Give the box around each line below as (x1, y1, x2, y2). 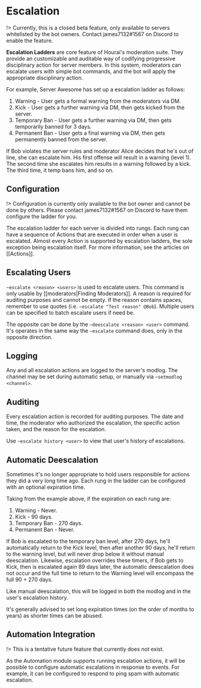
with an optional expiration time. (6, 484, 86, 491)
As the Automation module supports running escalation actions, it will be (6, 657, 185, 664)
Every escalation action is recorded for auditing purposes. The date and (6, 413, 184, 420)
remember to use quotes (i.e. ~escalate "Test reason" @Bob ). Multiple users (6, 303, 194, 310)
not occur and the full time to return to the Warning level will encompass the (6, 570, 194, 577)
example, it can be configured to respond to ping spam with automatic (6, 669, 180, 677)
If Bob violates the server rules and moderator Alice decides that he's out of (6, 147, 194, 155)
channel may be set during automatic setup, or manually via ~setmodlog (6, 373, 182, 380)
